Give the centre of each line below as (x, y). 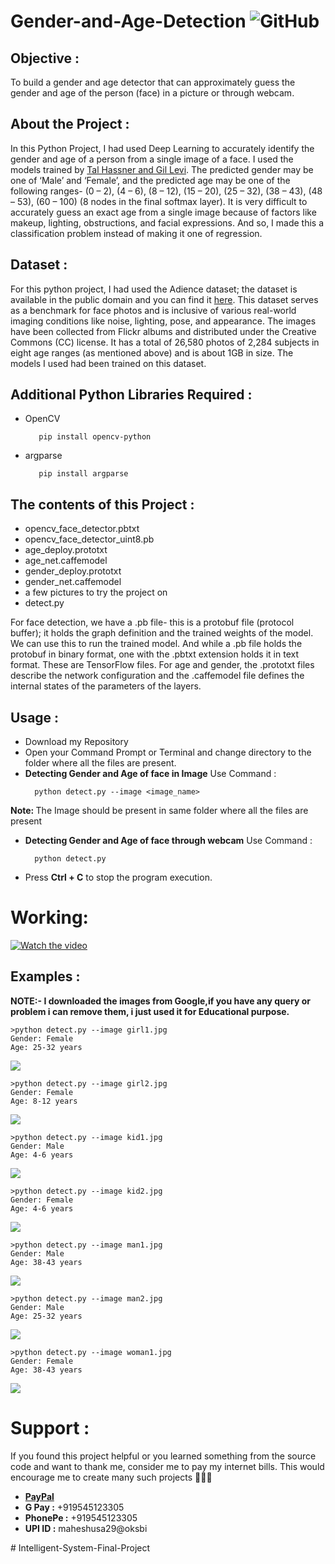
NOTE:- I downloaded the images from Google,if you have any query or (161, 1001)
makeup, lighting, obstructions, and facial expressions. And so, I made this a (167, 222)
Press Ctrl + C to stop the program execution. (118, 877)
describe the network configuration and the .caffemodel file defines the (157, 676)
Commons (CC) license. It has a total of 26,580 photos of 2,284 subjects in (165, 342)
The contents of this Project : (102, 504)
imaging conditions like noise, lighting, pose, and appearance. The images (163, 321)
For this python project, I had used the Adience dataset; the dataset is (154, 289)
